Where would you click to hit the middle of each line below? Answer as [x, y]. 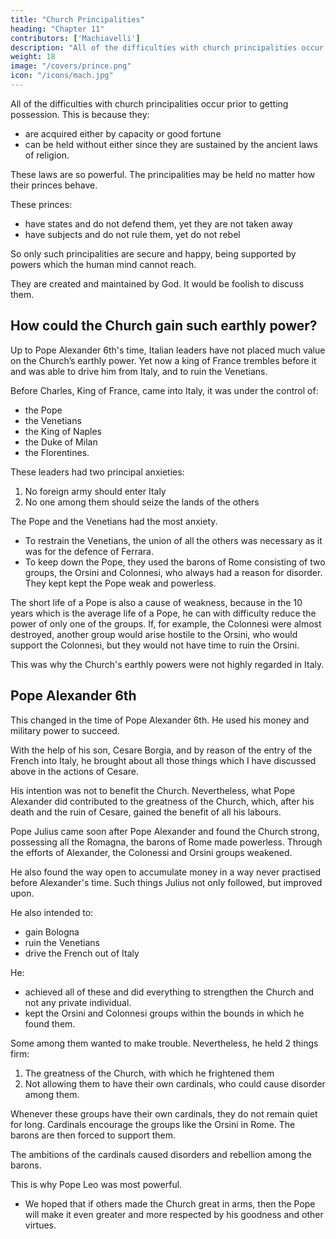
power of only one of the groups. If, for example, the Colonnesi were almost [166, 623]
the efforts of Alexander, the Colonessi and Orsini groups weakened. [151, 852]
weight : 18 [33, 57]
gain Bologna [52, 932]
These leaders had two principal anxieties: [97, 472]
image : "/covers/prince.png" [71, 66]
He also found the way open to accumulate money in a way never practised [166, 872]
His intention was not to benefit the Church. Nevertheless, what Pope [153, 790]
